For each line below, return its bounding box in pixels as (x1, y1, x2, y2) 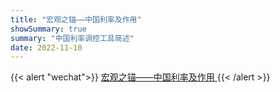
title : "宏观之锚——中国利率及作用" (10, 14, 142, 25)
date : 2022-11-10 (10, 42, 83, 53)
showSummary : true (10, 24, 87, 34)
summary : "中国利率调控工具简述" (10, 33, 135, 43)
